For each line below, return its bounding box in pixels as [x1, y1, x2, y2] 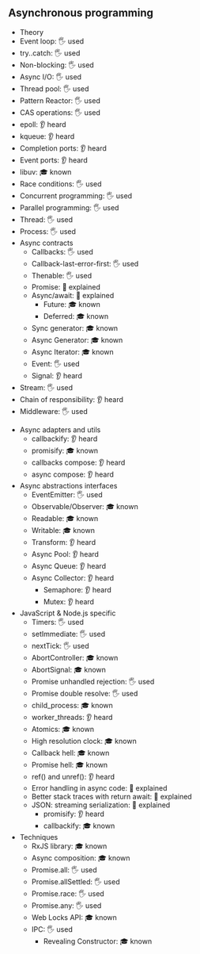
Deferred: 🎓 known [43, 311, 109, 320]
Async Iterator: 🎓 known [31, 347, 115, 356]
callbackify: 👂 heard [31, 434, 98, 443]
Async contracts [19, 238, 74, 247]
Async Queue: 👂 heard [31, 561, 107, 570]
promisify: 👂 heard [43, 809, 105, 818]
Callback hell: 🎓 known [31, 748, 110, 757]
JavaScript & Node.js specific [19, 608, 116, 618]
